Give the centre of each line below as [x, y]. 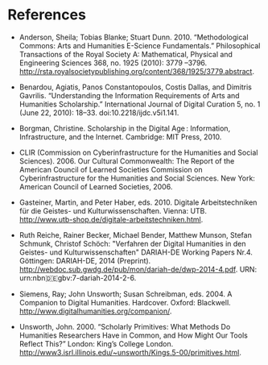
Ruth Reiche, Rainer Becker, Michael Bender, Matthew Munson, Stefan [136, 234]
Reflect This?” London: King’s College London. [96, 343]
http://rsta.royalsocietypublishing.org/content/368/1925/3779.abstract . [137, 71]
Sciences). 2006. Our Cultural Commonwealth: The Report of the [127, 161]
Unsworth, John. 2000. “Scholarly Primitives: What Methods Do [125, 326]
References [47, 15]
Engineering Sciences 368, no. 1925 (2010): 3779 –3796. [113, 63]
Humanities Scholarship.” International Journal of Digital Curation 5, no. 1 [140, 104]
